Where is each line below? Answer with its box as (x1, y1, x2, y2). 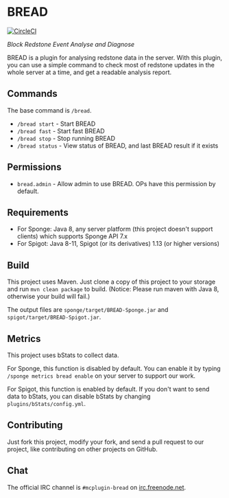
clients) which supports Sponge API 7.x (16, 232, 128, 240)
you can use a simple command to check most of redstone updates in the (7, 60, 215, 69)
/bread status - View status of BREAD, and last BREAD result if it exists (16, 142, 219, 150)
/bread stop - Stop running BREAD (16, 134, 115, 142)
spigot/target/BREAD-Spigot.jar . (7, 313, 101, 321)
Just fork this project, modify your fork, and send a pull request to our (7, 438, 204, 446)
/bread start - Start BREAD (16, 120, 96, 128)
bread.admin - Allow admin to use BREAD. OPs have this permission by (16, 179, 216, 188)
